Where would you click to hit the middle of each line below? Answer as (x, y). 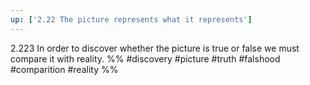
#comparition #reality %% (64, 69)
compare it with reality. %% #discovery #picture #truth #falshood (145, 58)
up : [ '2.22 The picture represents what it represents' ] (131, 19)
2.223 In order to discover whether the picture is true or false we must (155, 48)
